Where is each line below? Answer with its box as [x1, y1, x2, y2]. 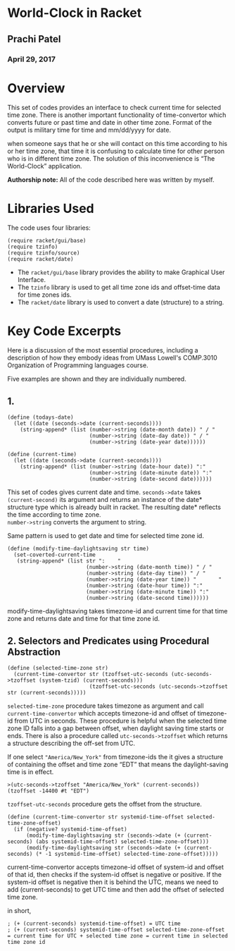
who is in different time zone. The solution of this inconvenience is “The [7, 154, 215, 163]
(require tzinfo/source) [7, 250, 80, 257]
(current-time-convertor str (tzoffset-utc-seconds [13, 670, 169, 677]
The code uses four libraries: [7, 223, 91, 232]
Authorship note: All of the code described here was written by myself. [7, 176, 215, 184]
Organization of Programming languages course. [7, 361, 149, 369]
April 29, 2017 [7, 54, 56, 64]
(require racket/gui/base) [7, 238, 87, 245]
